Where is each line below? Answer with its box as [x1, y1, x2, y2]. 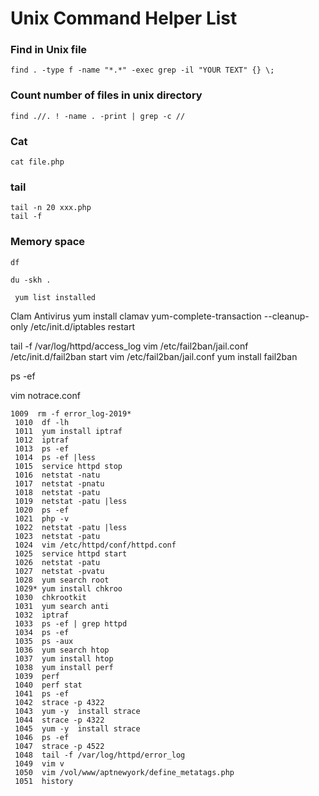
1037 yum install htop [14, 653, 114, 664]
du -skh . [10, 275, 52, 285]
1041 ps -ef [14, 688, 70, 699]
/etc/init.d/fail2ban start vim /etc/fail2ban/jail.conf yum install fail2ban [10, 350, 298, 362]
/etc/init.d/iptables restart [29, 320, 136, 332]
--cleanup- [263, 310, 310, 322]
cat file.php [10, 157, 65, 167]
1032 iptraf [14, 610, 70, 620]
